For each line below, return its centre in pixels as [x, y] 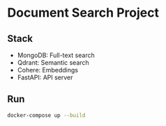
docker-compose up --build [46, 115]
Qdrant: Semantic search [53, 63]
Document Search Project [83, 13]
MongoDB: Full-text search [56, 55]
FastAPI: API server [45, 77]
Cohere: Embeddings [48, 70]
